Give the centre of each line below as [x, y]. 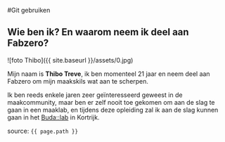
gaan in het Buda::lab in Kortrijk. [53, 117]
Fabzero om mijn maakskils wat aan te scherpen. [78, 81]
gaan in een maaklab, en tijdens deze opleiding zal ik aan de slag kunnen [113, 110]
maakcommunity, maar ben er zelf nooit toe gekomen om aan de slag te [111, 102]
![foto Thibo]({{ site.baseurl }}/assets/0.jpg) [70, 60]
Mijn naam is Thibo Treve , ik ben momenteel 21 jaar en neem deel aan [109, 74]
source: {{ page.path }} [43, 131]
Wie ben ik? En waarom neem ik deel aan [98, 32]
